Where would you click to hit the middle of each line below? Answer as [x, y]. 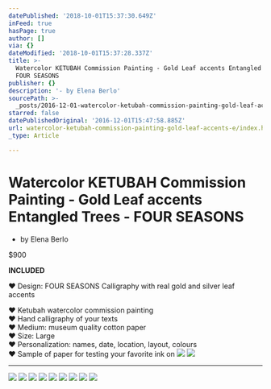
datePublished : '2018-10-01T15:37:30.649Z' [83, 16]
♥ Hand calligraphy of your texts [63, 318]
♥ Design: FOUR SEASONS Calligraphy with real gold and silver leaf [122, 286]
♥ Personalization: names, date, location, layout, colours [103, 344]
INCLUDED [27, 270]
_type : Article [34, 135]
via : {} [21, 46]
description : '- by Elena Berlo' [65, 91]
